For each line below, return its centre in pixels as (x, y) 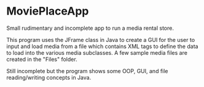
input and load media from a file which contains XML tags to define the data (102, 46)
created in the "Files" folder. (42, 59)
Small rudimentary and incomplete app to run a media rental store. (90, 28)
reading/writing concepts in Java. (49, 77)
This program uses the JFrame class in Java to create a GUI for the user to (101, 40)
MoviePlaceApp (48, 11)
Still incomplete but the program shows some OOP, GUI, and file (87, 71)
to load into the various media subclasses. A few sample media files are (97, 52)
